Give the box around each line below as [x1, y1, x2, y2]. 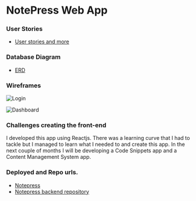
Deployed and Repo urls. [6, 168, 79, 177]
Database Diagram [6, 53, 61, 61]
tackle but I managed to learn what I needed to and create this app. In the [6, 141, 185, 148]
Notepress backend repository [14, 188, 89, 195]
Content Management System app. [6, 154, 91, 161]
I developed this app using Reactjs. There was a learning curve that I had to [6, 135, 191, 142]
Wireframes [6, 81, 41, 90]
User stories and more [14, 38, 69, 45]
